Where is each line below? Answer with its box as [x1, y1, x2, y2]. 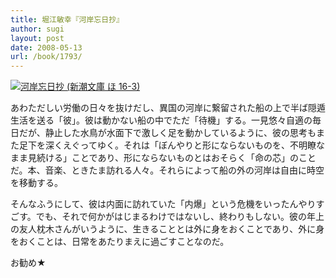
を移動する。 [10, 177, 63, 189]
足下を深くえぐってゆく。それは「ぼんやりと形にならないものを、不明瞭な [18, 139, 325, 151]
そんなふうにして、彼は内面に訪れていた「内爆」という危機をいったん [10, 198, 299, 210]
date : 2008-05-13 [10, 42, 83, 53]
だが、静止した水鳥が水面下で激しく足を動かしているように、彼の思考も [18, 127, 317, 139]
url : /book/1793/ [10, 52, 83, 62]
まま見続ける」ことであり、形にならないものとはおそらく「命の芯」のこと [10, 152, 317, 164]
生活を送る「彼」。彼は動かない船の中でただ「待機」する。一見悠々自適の [10, 114, 313, 126]
